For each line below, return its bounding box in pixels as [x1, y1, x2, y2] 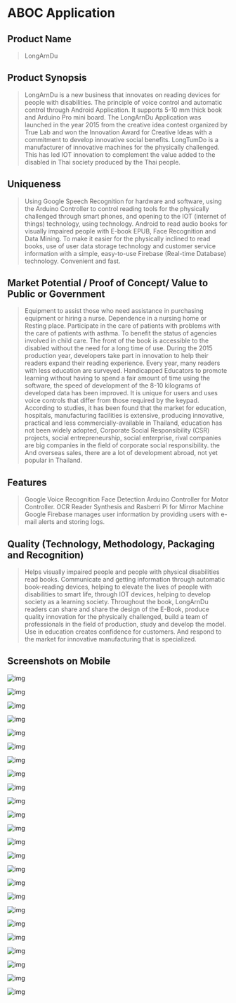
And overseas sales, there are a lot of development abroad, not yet [24, 449, 218, 457]
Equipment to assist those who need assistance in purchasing [24, 307, 204, 315]
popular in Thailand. [24, 456, 83, 465]
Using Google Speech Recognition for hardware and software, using [24, 197, 223, 205]
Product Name [7, 33, 72, 45]
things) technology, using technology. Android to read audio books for [24, 219, 228, 228]
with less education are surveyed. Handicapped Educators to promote [24, 366, 228, 375]
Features [7, 476, 47, 488]
